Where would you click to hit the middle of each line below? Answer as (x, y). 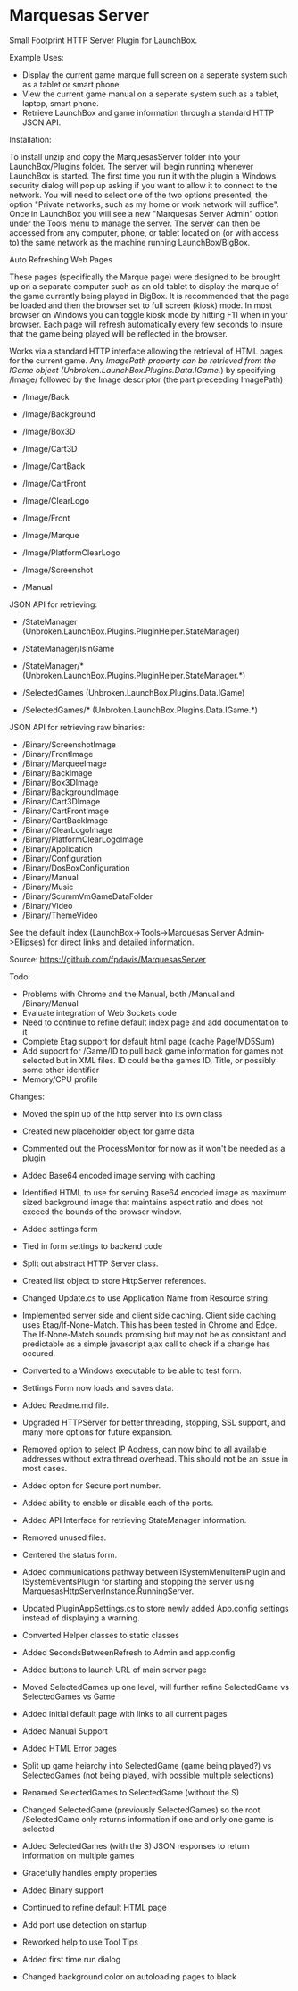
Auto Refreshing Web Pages (61, 259)
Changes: (27, 1096)
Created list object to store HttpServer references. (114, 1280)
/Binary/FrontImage (58, 754)
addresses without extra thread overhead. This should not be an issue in (155, 1458)
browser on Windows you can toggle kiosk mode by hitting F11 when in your (149, 314)
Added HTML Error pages (70, 1748)
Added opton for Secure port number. (91, 1485)
